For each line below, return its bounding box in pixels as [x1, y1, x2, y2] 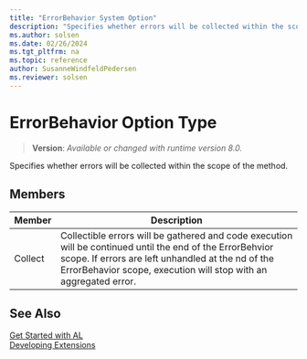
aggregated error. [60, 275, 137, 288]
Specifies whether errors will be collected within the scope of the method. [9, 160, 289, 171]
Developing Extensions [9, 340, 96, 351]
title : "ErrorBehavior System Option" [9, 13, 157, 23]
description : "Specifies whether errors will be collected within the [9, 22, 284, 31]
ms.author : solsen [9, 30, 79, 39]
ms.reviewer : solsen [9, 73, 89, 82]
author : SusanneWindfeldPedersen [9, 65, 137, 74]
